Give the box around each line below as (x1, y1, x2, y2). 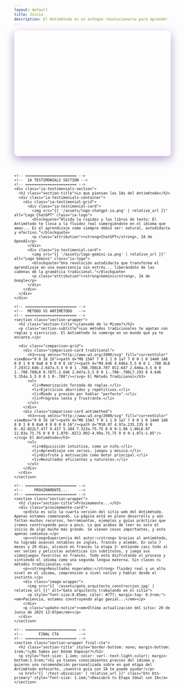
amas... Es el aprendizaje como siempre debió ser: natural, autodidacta (14, 226, 171, 230)
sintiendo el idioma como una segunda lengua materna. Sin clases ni (14, 557, 162, 562)
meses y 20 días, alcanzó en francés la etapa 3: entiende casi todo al (14, 544, 168, 549)
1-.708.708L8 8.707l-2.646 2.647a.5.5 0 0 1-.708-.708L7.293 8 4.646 (14, 370, 162, 375)
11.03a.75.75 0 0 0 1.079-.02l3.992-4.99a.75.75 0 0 (14, 431, 126, 436)
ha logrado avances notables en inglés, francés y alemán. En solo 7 (14, 540, 162, 545)
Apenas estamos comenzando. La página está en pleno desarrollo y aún (14, 513, 164, 519)
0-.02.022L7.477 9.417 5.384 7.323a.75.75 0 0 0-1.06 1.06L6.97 (14, 426, 150, 432)
